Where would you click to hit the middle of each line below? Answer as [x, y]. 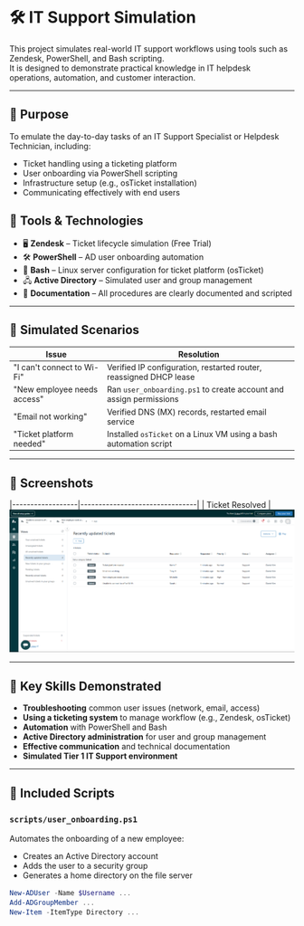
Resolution [199, 354]
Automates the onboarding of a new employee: [97, 838]
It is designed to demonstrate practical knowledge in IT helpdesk [130, 68]
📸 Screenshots [52, 483]
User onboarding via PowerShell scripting [100, 173]
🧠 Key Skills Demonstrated [85, 686]
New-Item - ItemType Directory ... [75, 912]
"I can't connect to [48, 368]
